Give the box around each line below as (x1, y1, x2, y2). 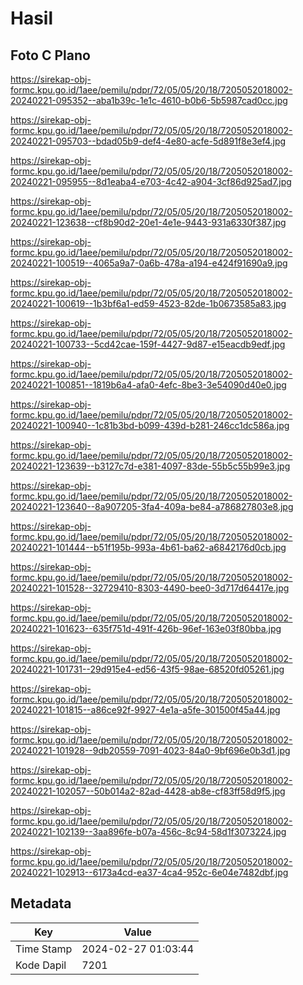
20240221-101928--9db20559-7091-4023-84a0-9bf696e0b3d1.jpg (10, 745, 291, 756)
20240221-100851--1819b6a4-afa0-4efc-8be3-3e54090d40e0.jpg (10, 379, 287, 391)
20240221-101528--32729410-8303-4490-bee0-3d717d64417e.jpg (10, 582, 290, 594)
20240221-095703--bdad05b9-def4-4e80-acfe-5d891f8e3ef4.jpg (10, 135, 287, 147)
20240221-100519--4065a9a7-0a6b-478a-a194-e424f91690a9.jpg (10, 257, 288, 269)
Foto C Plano (10, 47, 91, 64)
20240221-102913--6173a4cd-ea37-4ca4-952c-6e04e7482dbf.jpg (10, 867, 289, 878)
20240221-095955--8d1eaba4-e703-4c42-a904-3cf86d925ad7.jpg (10, 176, 292, 187)
